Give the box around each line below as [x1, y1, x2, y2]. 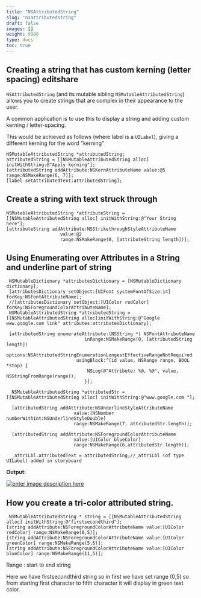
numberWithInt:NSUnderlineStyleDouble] [6, 416, 107, 422]
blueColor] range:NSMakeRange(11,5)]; [6, 551, 104, 557]
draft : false [6, 20, 39, 26]
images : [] [6, 25, 34, 32]
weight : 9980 [6, 31, 39, 37]
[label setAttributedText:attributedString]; [6, 178, 122, 184]
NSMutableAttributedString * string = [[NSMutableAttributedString [8, 514, 182, 520]
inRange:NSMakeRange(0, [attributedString [84, 336, 193, 342]
